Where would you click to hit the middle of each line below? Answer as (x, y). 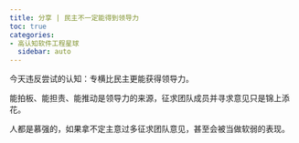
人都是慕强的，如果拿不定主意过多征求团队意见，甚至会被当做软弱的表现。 (149, 129)
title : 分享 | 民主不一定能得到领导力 (75, 18)
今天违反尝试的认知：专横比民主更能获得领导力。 (101, 79)
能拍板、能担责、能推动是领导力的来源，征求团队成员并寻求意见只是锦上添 (149, 98)
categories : (32, 35)
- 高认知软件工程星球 (44, 43)
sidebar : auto (44, 52)
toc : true (28, 26)
